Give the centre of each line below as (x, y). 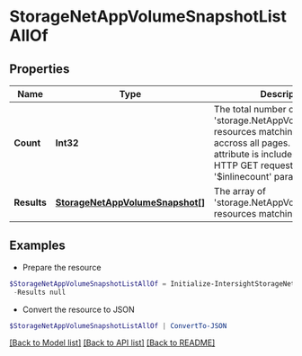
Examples (37, 246)
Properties (40, 69)
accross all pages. (252, 143)
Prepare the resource (62, 267)
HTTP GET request (254, 165)
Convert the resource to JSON (78, 309)
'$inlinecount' (243, 177)
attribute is (236, 154)
